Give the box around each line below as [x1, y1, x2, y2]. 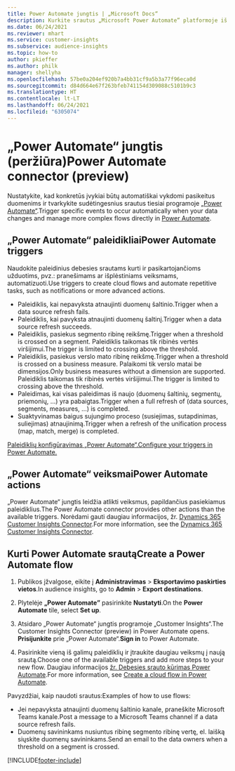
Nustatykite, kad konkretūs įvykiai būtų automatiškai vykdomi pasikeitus [7, 191, 215, 200]
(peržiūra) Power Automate [7, 153, 167, 169]
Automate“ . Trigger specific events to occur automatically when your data [7, 206, 218, 215]
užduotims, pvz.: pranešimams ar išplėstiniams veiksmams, [7, 271, 179, 279]
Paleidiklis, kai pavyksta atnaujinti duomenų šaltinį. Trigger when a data [17, 315, 222, 323]
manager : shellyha [7, 69, 61, 76]
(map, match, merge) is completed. [17, 426, 119, 435]
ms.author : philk [7, 62, 58, 70]
